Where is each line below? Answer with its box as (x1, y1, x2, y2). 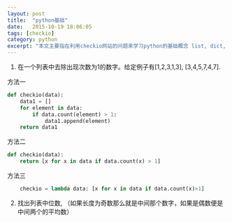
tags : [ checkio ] (7, 29, 55, 37)
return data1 (20, 124, 58, 131)
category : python (7, 36, 58, 43)
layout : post (7, 10, 45, 17)
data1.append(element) (44, 117, 111, 124)
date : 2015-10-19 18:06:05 (7, 23, 92, 30)
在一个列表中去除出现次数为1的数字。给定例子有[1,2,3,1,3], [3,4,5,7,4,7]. (17, 63, 222, 71)
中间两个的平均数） (17, 207, 73, 216)
